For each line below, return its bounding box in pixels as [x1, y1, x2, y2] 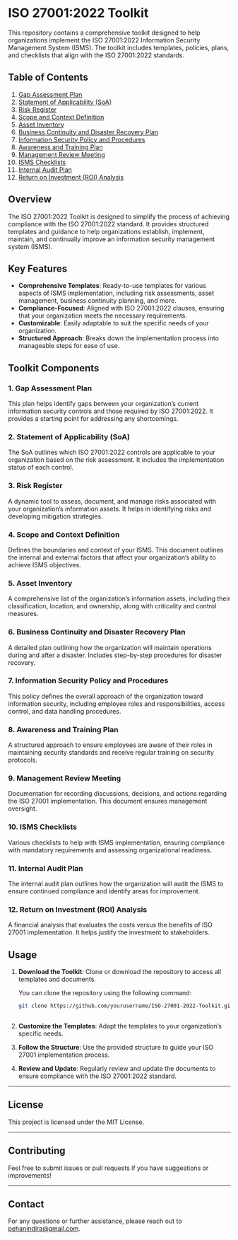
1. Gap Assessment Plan [8, 383, 93, 393]
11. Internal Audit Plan [8, 863, 83, 873]
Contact [8, 1198, 44, 1210]
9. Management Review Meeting [8, 773, 121, 783]
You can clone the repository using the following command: [18, 989, 192, 997]
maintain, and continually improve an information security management [8, 235, 215, 243]
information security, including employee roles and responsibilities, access [8, 699, 225, 708]
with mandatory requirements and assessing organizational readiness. [8, 845, 213, 854]
